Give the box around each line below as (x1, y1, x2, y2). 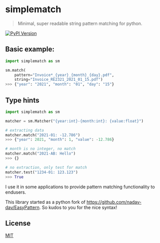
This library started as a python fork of (5, 199, 86, 205)
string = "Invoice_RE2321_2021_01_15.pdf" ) (14, 77, 103, 82)
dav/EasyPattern (5, 204, 39, 210)
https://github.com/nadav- (86, 199, 142, 205)
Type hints (5, 96, 39, 105)
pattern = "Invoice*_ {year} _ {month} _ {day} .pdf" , (14, 72, 114, 77)
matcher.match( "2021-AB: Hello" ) (5, 151, 76, 156)
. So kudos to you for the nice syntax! (39, 204, 117, 210)
